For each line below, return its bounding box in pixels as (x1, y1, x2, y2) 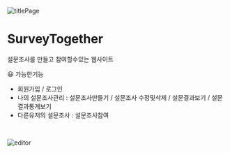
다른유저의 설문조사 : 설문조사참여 (17, 110, 109, 119)
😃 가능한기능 (7, 70, 44, 78)
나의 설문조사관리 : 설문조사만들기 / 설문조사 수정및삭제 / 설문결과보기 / (17, 93, 210, 101)
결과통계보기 (17, 102, 52, 110)
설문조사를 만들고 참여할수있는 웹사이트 (7, 54, 114, 63)
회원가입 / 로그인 (17, 85, 63, 93)
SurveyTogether (7, 31, 103, 47)
